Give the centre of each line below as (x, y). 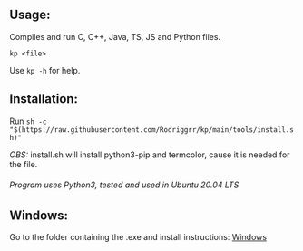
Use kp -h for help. (45, 70)
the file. (24, 164)
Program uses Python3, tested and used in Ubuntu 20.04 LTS (124, 185)
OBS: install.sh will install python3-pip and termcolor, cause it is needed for (150, 155)
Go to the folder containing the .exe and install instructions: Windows (138, 237)
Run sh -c (28, 121)
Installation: (44, 99)
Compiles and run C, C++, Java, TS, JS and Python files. (115, 36)
